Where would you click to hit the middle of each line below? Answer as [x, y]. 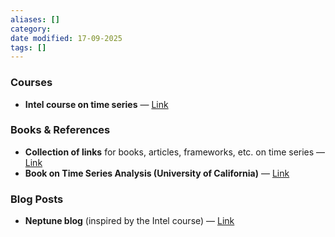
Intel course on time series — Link [96, 104]
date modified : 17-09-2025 [66, 38]
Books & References [60, 130]
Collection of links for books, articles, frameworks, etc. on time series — [175, 152]
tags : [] [28, 47]
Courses [31, 83]
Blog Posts [37, 199]
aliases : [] [35, 19]
